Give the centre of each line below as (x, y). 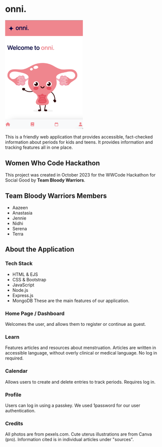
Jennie (19, 218)
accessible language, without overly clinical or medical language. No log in (81, 353)
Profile (13, 395)
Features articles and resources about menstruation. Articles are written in (81, 348)
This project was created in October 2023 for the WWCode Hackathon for (80, 175)
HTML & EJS (25, 274)
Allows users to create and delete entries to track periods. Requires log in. (80, 382)
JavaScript (23, 285)
